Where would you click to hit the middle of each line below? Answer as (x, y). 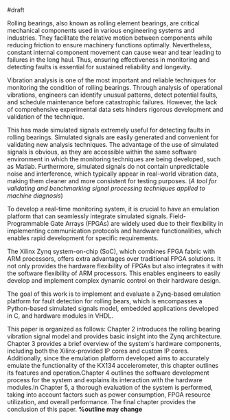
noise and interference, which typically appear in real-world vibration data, (113, 174)
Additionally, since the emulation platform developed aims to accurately (108, 358)
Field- (178, 216)
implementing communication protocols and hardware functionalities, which (114, 231)
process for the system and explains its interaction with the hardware (105, 380)
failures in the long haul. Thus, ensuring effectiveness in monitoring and (108, 60)
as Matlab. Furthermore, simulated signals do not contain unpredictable (108, 166)
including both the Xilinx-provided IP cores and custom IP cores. (98, 351)
